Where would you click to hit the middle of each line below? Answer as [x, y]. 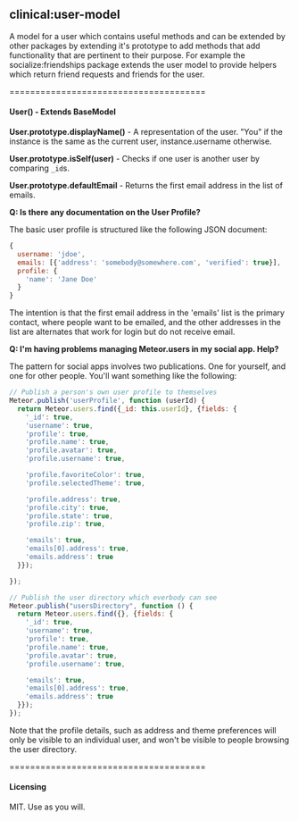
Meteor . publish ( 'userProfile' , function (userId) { [107, 401]
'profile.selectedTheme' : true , [85, 483]
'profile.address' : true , [74, 499]
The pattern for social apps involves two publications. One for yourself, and [148, 366]
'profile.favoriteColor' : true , [85, 475]
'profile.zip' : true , [65, 524]
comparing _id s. [39, 168]
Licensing [28, 787]
